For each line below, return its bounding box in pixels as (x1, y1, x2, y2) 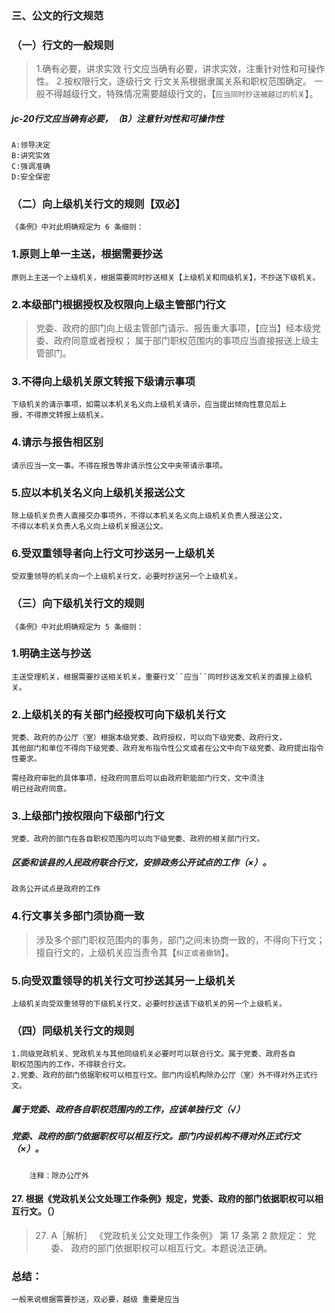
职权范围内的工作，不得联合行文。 (11, 1060, 131, 1070)
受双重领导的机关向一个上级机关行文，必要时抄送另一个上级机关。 (11, 572, 243, 582)
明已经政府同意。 (11, 784, 72, 794)
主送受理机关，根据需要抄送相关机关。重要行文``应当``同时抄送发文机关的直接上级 (11, 672, 305, 682)
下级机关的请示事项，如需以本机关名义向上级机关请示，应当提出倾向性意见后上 (11, 400, 287, 410)
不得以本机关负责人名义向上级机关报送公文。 (11, 521, 168, 531)
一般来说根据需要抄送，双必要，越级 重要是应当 (11, 1295, 180, 1305)
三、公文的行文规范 (11, 8, 104, 22)
